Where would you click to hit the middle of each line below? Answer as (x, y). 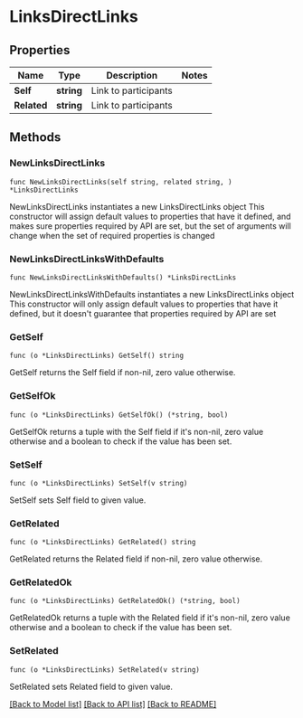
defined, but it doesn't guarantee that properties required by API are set (143, 313)
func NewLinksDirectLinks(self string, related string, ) (121, 182)
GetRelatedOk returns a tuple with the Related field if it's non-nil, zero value (150, 618)
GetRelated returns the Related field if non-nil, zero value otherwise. (136, 559)
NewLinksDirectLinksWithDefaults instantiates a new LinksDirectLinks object (152, 294)
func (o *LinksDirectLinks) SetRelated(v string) (105, 670)
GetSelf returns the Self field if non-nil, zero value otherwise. (123, 373)
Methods (35, 137)
